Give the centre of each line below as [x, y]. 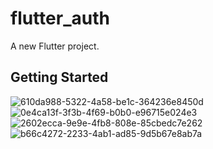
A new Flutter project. [55, 46]
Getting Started [59, 77]
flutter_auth [60, 18]
